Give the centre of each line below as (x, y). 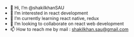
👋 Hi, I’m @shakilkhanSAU (37, 8)
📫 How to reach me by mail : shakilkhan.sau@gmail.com (69, 29)
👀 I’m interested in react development (49, 13)
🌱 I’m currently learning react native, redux (55, 18)
